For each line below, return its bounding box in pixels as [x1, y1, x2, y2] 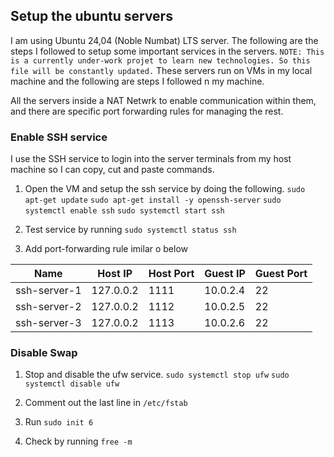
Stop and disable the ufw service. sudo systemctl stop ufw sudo [24, 369, 290, 381]
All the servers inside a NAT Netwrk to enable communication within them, [10, 94, 317, 106]
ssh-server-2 [15, 300, 82, 314]
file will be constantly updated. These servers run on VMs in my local [10, 64, 313, 76]
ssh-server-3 [15, 316, 82, 330]
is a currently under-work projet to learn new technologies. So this [10, 55, 311, 66]
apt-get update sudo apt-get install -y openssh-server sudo [24, 195, 282, 206]
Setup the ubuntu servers [10, 8, 173, 25]
